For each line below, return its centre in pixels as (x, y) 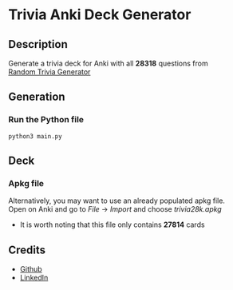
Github (31, 269)
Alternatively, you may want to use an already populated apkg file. (117, 201)
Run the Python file (46, 120)
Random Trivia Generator (49, 72)
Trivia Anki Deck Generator (100, 15)
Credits (27, 250)
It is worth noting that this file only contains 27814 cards (112, 224)
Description (38, 44)
